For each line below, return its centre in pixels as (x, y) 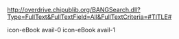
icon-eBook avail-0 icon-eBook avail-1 (61, 30)
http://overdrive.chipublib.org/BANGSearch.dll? (74, 10)
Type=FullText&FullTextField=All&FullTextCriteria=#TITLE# (89, 17)
